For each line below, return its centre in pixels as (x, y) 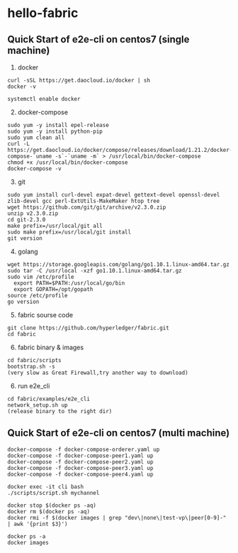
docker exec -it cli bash (45, 487)
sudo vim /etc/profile (41, 277)
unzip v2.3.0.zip (33, 214)
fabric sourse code (45, 315)
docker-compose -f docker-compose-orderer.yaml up (84, 449)
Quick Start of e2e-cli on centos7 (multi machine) (119, 433)
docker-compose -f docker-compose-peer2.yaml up (80, 462)
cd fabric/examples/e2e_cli (49, 399)
